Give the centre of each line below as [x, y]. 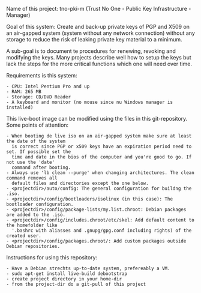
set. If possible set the [38, 152]
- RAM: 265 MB [24, 92]
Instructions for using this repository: [52, 257]
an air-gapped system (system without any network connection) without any [100, 33]
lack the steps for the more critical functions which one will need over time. [99, 64]
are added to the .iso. [36, 215]
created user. [24, 236]
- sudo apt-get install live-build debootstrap [67, 274]
